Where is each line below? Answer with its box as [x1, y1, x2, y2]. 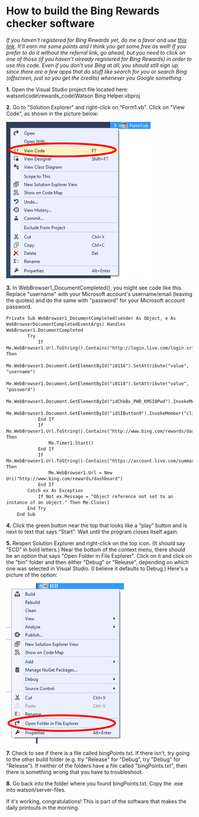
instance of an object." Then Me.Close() [6, 499, 110, 506]
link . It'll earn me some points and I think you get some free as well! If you [6, 43, 187, 50]
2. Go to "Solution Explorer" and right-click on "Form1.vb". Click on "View [6, 103, 185, 111]
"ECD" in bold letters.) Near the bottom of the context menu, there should [6, 545, 185, 553]
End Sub [17, 511, 36, 518]
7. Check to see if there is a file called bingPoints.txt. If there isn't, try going [6, 749, 190, 756]
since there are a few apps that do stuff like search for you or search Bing [6, 68, 187, 75]
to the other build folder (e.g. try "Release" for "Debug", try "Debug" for [6, 756, 181, 763]
